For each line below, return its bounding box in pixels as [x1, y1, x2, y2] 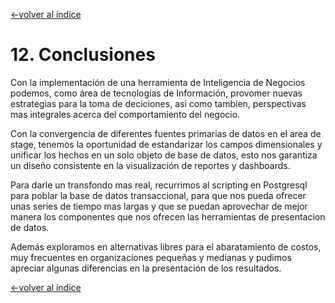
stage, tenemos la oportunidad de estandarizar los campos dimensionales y [10, 138, 323, 150]
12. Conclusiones [10, 44, 156, 66]
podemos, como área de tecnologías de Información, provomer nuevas [10, 87, 303, 99]
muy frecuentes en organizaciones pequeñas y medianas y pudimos [10, 251, 292, 263]
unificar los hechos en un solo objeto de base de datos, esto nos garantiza [10, 149, 318, 161]
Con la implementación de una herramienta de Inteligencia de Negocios [10, 76, 306, 88]
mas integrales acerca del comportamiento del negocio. [10, 108, 241, 120]
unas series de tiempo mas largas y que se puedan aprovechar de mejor [10, 200, 308, 212]
